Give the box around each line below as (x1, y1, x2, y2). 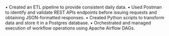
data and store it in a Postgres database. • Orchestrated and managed (5, 20, 151, 26)
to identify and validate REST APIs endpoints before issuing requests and (5, 9, 157, 15)
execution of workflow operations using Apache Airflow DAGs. (5, 25, 135, 31)
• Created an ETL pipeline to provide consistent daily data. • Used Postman (5, 4, 162, 10)
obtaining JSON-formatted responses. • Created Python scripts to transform (5, 15, 164, 20)
